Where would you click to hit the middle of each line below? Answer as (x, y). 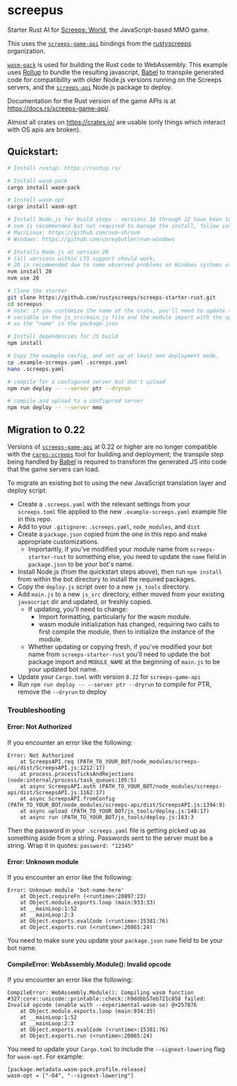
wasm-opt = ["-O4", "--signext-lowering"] (71, 1076)
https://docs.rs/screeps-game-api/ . (59, 108)
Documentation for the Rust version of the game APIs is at (92, 100)
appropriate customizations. (58, 541)
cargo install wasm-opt (42, 207)
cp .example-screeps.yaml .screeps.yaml (68, 362)
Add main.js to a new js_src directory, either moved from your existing (121, 594)
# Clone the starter (38, 291)
